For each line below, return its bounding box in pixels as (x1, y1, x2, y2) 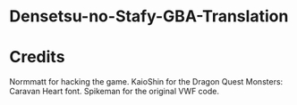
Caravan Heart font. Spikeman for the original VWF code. (9, 86, 220, 97)
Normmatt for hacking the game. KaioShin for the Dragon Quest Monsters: (9, 77, 284, 87)
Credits (9, 47, 65, 68)
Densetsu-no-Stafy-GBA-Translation (9, 6, 289, 27)
